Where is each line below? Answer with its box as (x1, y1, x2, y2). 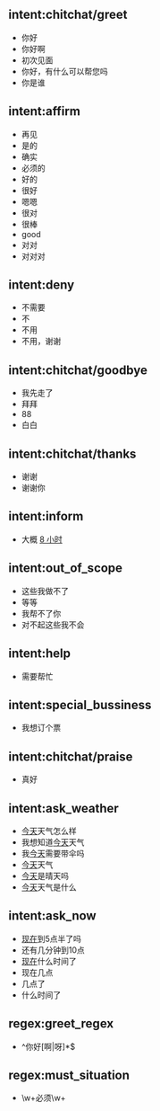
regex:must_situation (8, 1067, 131, 1082)
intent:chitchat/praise (8, 749, 133, 764)
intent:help (8, 646, 72, 662)
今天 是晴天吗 (21, 870, 69, 881)
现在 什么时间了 (21, 955, 77, 966)
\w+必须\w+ (21, 1092, 66, 1104)
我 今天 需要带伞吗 (21, 848, 85, 858)
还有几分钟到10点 (21, 944, 86, 955)
